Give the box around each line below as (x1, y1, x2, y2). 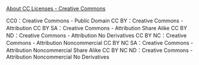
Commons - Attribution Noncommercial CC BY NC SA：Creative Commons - (6, 40, 194, 46)
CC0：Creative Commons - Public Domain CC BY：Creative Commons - (6, 17, 184, 24)
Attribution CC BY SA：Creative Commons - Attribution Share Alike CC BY (6, 25, 187, 31)
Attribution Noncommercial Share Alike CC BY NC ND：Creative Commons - (6, 47, 193, 54)
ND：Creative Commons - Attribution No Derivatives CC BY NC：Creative (6, 32, 187, 39)
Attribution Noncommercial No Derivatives (6, 53, 110, 60)
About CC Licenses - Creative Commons (6, 5, 106, 12)
